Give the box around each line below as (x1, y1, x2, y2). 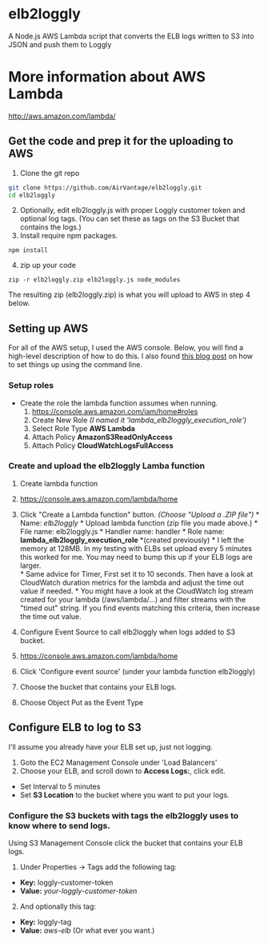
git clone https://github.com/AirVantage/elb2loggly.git (8, 183, 202, 192)
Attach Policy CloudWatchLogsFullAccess (31, 441, 174, 450)
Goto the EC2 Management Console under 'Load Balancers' (19, 757, 218, 767)
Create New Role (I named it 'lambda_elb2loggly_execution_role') (31, 415, 247, 425)
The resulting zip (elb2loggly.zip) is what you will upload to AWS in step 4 (8, 290, 250, 300)
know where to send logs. (8, 820, 110, 831)
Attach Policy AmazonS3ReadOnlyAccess (31, 432, 174, 442)
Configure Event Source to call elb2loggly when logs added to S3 (19, 627, 236, 637)
